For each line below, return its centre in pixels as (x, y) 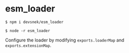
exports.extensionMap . (28, 45)
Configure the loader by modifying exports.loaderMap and (65, 40)
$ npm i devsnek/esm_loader (34, 22)
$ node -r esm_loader (28, 30)
